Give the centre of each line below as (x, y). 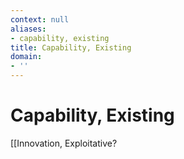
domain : (26, 57)
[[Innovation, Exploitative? (64, 143)
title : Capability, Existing (71, 47)
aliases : (28, 29)
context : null (40, 19)
